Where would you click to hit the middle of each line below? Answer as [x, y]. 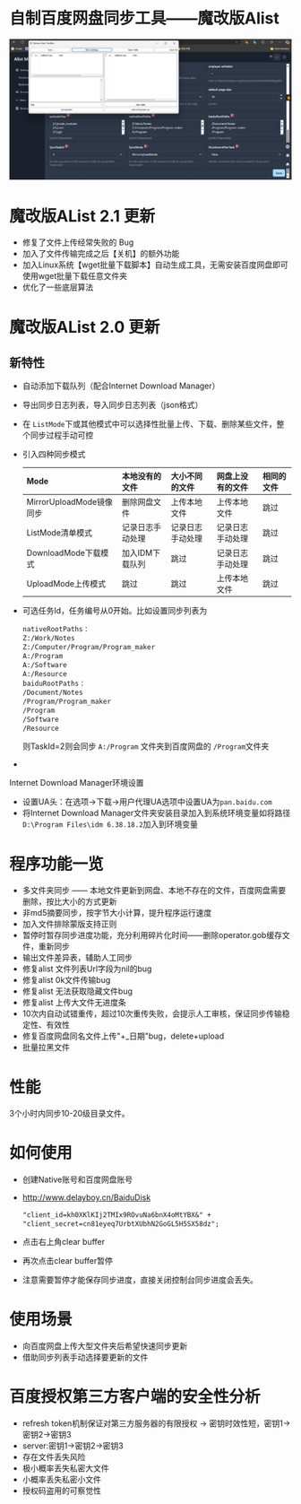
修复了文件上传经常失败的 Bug [78, 242]
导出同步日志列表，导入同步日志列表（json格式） [112, 405]
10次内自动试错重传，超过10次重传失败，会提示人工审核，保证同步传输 [152, 1013]
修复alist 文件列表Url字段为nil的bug [87, 969]
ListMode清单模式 [59, 533]
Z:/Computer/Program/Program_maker [89, 648]
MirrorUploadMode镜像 [70, 502]
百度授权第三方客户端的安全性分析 [135, 1397]
